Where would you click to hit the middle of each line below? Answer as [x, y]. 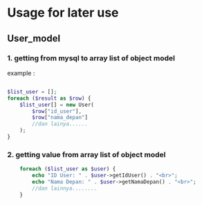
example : [21, 73]
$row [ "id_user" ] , [57, 111]
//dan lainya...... [60, 124]
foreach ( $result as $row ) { [49, 98]
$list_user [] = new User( [57, 105]
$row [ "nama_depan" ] [60, 118]
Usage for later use [63, 13]
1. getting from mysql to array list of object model [91, 58]
